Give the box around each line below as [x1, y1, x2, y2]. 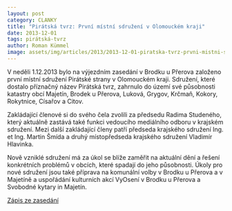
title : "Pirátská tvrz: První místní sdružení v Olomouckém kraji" [7, 23, 206, 30]
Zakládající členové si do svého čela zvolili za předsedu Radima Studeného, [7, 110, 222, 118]
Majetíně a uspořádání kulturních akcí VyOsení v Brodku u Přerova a [7, 175, 201, 183]
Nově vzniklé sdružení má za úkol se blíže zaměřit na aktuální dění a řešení [7, 153, 220, 161]
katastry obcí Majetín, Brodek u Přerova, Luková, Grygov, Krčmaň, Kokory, [7, 89, 218, 98]
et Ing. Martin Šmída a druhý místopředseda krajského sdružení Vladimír [7, 132, 213, 140]
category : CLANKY [7, 17, 57, 24]
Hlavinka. [7, 140, 34, 148]
